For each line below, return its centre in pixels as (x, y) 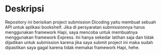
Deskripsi (25, 9)
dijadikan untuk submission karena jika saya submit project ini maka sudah (79, 42)
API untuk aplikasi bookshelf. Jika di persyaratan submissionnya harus (75, 27)
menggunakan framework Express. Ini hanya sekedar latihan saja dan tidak (80, 37)
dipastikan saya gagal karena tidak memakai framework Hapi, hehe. (73, 47)
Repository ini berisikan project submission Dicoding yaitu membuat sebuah (80, 22)
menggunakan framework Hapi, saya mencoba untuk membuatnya (71, 32)
